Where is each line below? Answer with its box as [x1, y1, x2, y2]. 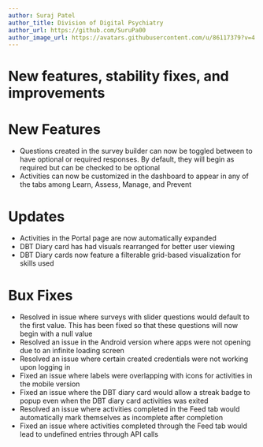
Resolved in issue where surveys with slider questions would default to [19, 312, 250, 322]
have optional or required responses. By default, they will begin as [19, 155, 235, 164]
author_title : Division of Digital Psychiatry [8, 19, 164, 27]
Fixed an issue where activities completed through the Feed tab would [19, 421, 248, 430]
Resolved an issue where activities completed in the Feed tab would [19, 404, 240, 414]
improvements [8, 84, 106, 102]
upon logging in [19, 363, 71, 372]
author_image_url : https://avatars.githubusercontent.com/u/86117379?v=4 [8, 33, 256, 42]
